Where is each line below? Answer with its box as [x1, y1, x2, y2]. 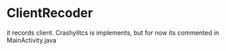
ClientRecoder [6, 5, 94, 21]
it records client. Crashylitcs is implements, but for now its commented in [6, 28, 220, 37]
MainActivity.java [6, 35, 57, 44]
